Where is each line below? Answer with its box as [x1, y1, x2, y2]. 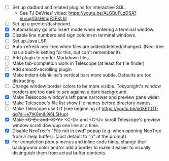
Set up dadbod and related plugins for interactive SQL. [12, 5, 126, 10]
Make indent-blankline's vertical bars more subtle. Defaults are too [12, 72, 152, 78]
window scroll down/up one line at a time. [12, 122, 99, 128]
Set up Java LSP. [12, 38, 48, 44]
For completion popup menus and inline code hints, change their [12, 139, 148, 145]
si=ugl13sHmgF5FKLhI [19, 15, 67, 22]
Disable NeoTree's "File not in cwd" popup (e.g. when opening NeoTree [12, 128, 162, 134]
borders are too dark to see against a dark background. [12, 89, 128, 95]
